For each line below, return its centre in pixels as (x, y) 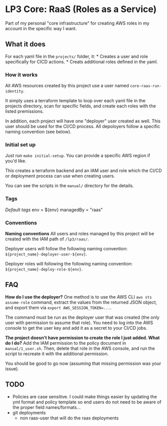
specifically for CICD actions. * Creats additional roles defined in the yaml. (82, 62)
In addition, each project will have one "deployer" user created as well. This (83, 121)
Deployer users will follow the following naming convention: (66, 248)
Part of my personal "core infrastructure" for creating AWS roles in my (77, 23)
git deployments (29, 412)
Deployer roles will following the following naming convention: (69, 263)
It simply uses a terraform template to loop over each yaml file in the (75, 101)
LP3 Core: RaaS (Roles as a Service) (81, 9)
